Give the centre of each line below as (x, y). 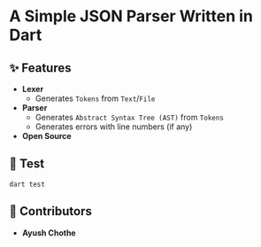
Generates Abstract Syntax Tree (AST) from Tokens (129, 117)
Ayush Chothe (49, 233)
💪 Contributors (51, 211)
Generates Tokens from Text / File (95, 98)
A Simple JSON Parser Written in (131, 16)
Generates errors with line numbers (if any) (114, 127)
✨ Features (40, 68)
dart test (27, 184)
